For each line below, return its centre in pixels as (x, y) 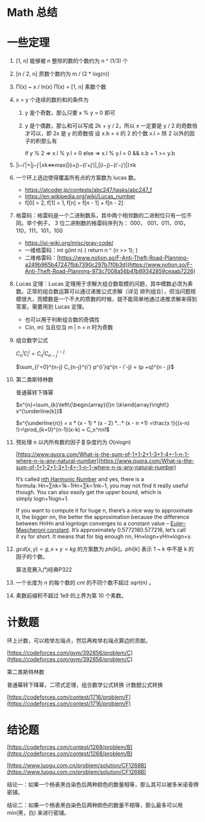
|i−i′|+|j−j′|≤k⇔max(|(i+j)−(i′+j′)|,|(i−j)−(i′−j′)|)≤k (76, 165)
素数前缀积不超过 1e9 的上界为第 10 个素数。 (71, 595)
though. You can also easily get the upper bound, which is (89, 492)
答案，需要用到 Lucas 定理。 (51, 307)
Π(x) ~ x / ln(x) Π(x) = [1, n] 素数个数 (61, 87)
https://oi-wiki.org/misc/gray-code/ (69, 243)
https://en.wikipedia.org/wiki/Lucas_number (80, 197)
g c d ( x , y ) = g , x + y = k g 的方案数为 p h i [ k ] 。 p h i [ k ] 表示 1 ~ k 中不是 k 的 (105, 549)
